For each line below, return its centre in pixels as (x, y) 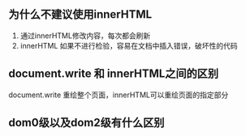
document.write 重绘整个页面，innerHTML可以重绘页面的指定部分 (119, 95)
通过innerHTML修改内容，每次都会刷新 (85, 36)
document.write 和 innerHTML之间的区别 (114, 74)
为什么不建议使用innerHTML (80, 15)
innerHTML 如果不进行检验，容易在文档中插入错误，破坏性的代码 (129, 45)
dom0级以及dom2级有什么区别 (86, 123)
